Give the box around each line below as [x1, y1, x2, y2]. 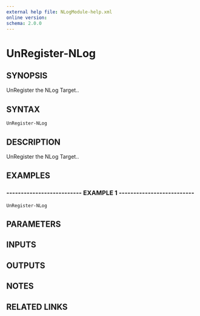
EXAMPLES [6, 171, 50, 181]
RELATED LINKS [6, 301, 68, 312]
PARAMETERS [6, 219, 61, 230]
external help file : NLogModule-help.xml [6, 9, 113, 15]
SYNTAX [6, 104, 41, 114]
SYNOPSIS [6, 70, 48, 81]
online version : [6, 15, 47, 21]
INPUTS [6, 239, 36, 250]
